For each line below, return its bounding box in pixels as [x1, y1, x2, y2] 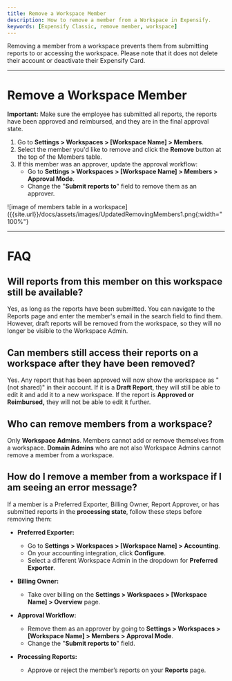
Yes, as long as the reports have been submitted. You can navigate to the [7, 305, 215, 313]
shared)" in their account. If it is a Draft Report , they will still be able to [20, 383, 221, 392]
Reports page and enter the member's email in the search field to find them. [7, 312, 223, 320]
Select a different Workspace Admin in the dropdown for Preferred [27, 556, 218, 564]
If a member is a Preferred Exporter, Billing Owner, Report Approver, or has [7, 500, 220, 508]
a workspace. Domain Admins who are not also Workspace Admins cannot [7, 443, 222, 452]
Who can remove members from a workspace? [7, 418, 213, 430]
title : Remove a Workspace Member [7, 10, 107, 17]
